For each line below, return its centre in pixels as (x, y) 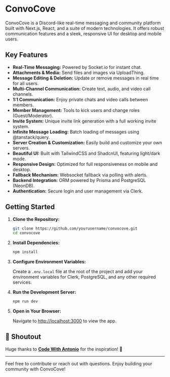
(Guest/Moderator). (33, 116)
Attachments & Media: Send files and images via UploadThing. (79, 72)
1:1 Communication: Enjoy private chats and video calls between (80, 99)
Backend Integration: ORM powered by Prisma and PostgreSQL (79, 180)
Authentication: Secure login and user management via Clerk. (78, 191)
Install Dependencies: (36, 243)
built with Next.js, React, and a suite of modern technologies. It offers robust (85, 28)
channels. (23, 94)
